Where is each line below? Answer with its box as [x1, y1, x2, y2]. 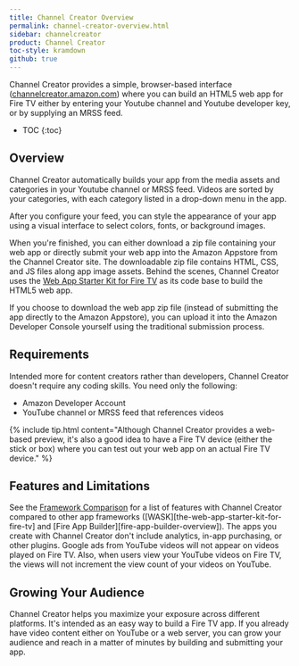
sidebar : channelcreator [9, 29, 102, 38]
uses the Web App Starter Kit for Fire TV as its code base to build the [9, 275, 263, 286]
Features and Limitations [9, 479, 150, 494]
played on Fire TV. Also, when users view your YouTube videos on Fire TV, [9, 550, 282, 561]
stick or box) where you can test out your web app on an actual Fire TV [9, 443, 270, 454]
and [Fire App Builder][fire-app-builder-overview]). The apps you [37, 521, 278, 532]
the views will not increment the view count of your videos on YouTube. [9, 559, 272, 570]
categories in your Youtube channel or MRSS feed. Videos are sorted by [9, 184, 274, 195]
